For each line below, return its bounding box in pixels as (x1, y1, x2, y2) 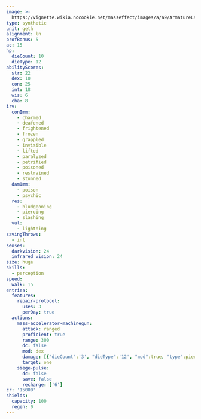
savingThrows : (6, 231, 42, 237)
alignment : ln (6, 31, 42, 37)
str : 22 (11, 70, 31, 76)
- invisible (17, 142, 47, 148)
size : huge (6, 259, 33, 265)
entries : (6, 287, 28, 293)
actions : (11, 315, 33, 321)
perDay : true (22, 309, 55, 315)
